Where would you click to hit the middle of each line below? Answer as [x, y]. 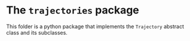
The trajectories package [73, 10]
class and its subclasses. [37, 32]
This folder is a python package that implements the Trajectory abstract [95, 26]
